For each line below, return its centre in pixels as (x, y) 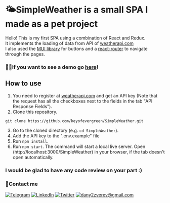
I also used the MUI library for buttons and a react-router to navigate (76, 48)
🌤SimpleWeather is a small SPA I (77, 10)
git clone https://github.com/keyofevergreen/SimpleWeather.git (74, 121)
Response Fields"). (32, 106)
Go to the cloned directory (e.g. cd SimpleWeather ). (66, 130)
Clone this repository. (35, 112)
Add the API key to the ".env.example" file (56, 136)
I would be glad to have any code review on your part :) (74, 170)
